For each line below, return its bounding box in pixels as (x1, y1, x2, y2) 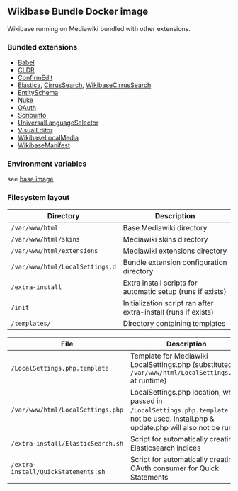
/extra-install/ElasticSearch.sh (11, 439, 124, 447)
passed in (130, 396, 163, 406)
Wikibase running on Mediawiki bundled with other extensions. (7, 24, 191, 33)
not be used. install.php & (130, 414, 215, 424)
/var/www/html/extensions (11, 247, 98, 254)
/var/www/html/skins (11, 235, 80, 243)
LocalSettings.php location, (130, 387, 222, 397)
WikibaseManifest (17, 141, 71, 149)
